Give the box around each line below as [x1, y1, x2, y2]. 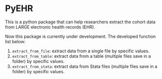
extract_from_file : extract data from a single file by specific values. [12, 48, 150, 54]
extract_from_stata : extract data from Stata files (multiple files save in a [12, 63, 158, 69]
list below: [5, 38, 26, 44]
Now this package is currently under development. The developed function [5, 33, 156, 39]
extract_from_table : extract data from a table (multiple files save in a [12, 53, 151, 59]
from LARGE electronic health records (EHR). [5, 24, 95, 30]
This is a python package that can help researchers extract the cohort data [5, 19, 156, 25]
